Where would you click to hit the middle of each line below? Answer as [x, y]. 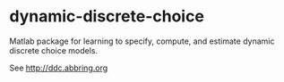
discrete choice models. [54, 50]
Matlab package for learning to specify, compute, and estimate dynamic [142, 41]
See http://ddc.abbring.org [59, 68]
